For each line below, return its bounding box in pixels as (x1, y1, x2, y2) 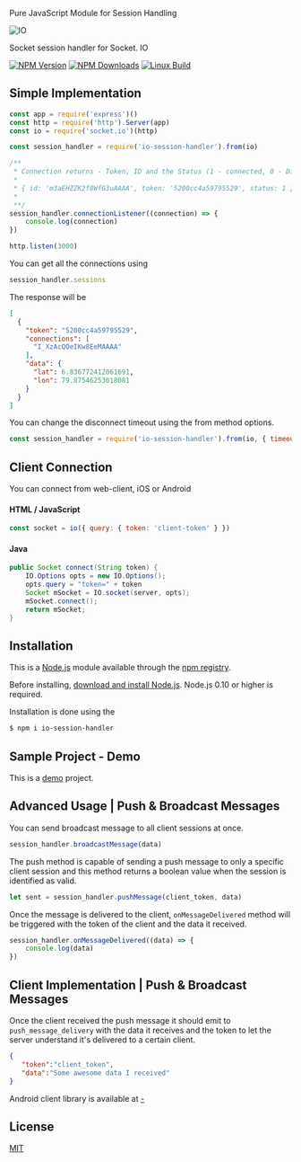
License (9, 1119, 55, 1134)
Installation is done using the (9, 706, 116, 717)
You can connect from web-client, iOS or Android (9, 483, 192, 494)
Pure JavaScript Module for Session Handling (9, 8, 177, 18)
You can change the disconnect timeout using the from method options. (9, 417, 275, 428)
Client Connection (9, 459, 113, 475)
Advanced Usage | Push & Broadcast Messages (9, 799, 280, 814)
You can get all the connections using (9, 258, 149, 269)
